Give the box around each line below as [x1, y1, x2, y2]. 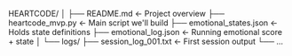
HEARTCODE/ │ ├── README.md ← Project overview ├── [8, 9, 225, 18]
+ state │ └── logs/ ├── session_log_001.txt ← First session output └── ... [8, 36, 284, 46]
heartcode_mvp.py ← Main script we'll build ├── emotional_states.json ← [8, 17, 279, 28]
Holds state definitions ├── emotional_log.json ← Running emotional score [8, 27, 283, 37]
